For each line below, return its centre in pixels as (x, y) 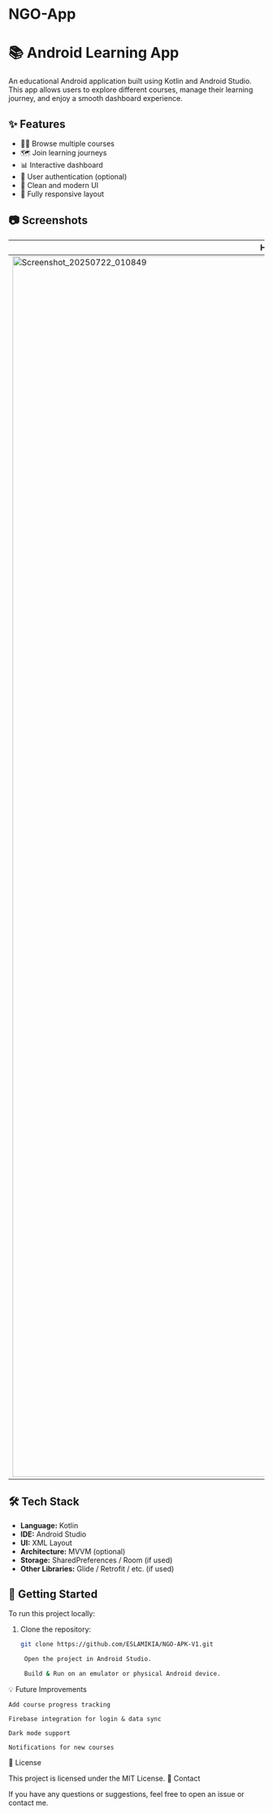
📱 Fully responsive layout (62, 194)
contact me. (28, 1803)
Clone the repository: (56, 1629)
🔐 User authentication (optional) (74, 177)
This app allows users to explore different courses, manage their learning (131, 90)
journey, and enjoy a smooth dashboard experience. (95, 98)
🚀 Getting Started (53, 1594)
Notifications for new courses (61, 1747)
